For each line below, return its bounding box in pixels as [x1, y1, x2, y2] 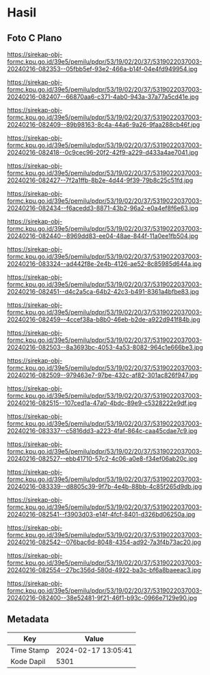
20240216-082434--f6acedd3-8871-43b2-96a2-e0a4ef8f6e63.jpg [7, 204, 198, 212]
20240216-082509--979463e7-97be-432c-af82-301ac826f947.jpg [7, 371, 198, 379]
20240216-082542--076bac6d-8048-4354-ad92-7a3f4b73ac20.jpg [7, 538, 202, 546]
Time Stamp [10, 646, 50, 655]
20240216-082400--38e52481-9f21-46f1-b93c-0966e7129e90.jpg [7, 594, 197, 602]
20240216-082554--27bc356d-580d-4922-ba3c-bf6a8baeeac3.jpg [7, 566, 202, 574]
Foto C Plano [7, 32, 62, 44]
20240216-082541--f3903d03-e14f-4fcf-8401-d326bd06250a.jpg [7, 511, 196, 518]
